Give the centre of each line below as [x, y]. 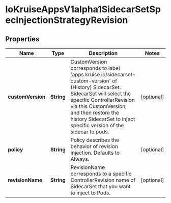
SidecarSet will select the [101, 94]
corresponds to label [95, 68]
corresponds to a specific [101, 174]
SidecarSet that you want [101, 186]
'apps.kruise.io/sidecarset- [103, 75]
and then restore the [95, 113]
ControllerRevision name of [103, 180]
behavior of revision [94, 146]
